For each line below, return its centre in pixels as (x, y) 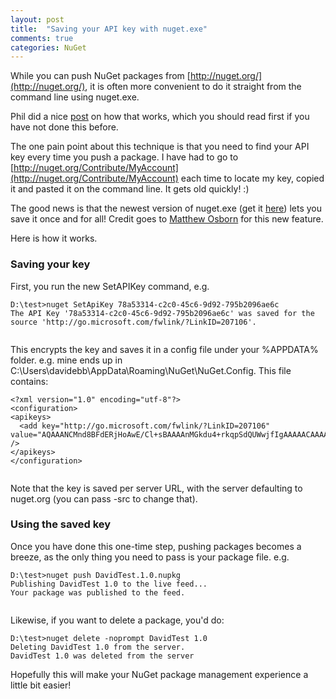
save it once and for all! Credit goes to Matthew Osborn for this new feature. (167, 219)
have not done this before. (64, 127)
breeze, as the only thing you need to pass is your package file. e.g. (150, 557)
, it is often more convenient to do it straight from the (193, 87)
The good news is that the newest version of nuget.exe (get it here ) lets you (166, 208)
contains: (29, 381)
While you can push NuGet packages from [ (100, 76)
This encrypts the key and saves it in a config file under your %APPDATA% (164, 349)
